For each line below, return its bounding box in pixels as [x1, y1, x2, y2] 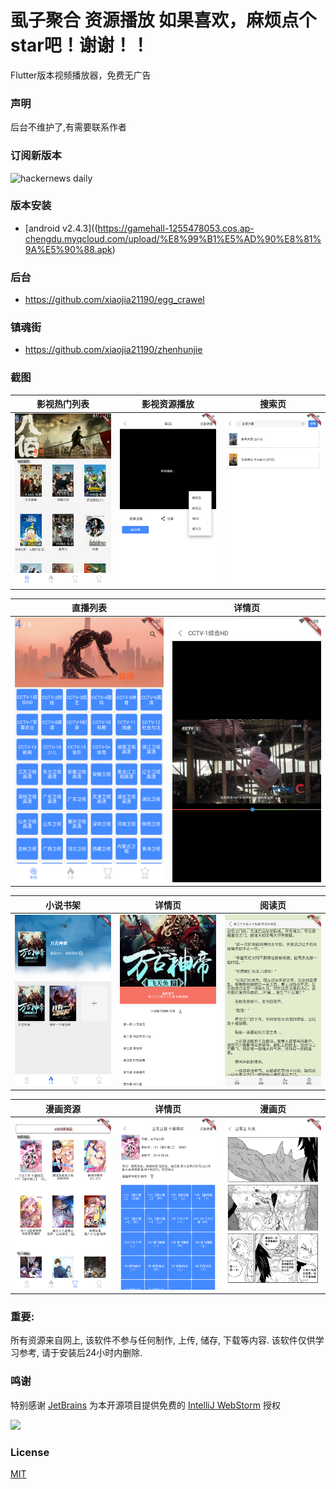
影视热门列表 [36, 398, 90, 410]
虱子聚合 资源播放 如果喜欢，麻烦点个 [10, 9, 317, 32]
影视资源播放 [141, 398, 195, 410]
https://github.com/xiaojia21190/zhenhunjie [24, 344, 203, 356]
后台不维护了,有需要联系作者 [10, 121, 128, 133]
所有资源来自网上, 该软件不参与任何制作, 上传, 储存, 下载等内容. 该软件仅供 [10, 1334, 316, 1346]
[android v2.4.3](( [24, 222, 98, 234]
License [10, 1445, 50, 1459]
